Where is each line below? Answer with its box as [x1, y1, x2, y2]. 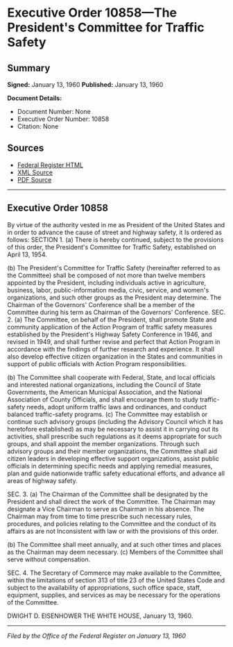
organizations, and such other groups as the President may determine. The [7, 293, 222, 302]
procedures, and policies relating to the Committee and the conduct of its [7, 519, 216, 527]
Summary [7, 62, 51, 74]
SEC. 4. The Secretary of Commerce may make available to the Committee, [7, 568, 222, 577]
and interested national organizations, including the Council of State [7, 380, 201, 388]
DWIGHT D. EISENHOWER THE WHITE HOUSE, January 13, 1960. [7, 612, 193, 620]
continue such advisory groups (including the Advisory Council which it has [7, 417, 223, 425]
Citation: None [17, 122, 59, 130]
